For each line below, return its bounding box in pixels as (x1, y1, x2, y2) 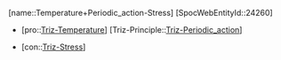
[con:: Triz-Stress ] (20, 41, 86, 52)
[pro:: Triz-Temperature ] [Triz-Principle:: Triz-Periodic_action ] (20, 25, 243, 34)
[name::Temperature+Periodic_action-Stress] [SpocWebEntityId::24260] (8, 8, 273, 18)
